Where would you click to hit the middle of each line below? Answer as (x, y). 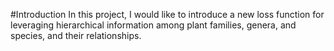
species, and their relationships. (76, 35)
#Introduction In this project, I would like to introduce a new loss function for (167, 14)
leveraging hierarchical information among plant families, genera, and (153, 25)
